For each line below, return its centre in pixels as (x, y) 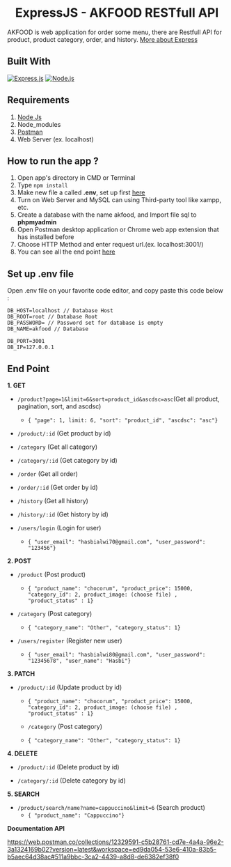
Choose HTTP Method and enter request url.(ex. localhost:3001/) (110, 245)
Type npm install (42, 185)
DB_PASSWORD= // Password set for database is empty (85, 323)
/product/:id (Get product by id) (64, 433)
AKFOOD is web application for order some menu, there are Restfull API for (115, 32)
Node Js (29, 117)
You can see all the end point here (66, 252)
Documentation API (36, 828)
